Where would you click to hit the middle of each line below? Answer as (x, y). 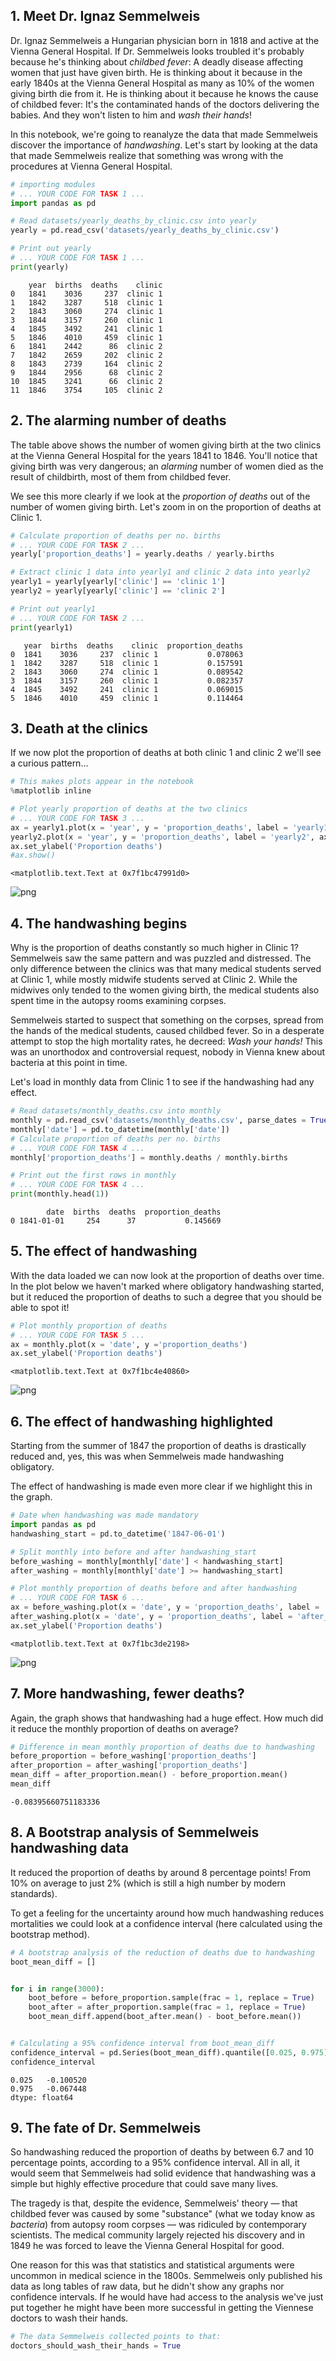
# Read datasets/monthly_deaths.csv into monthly (116, 1111)
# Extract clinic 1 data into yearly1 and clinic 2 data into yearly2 (160, 572)
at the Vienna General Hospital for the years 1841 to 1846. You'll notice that (164, 455)
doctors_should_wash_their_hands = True (96, 2346)
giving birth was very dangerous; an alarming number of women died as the (167, 466)
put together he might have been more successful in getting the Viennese (162, 2308)
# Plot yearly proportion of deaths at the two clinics (129, 809)
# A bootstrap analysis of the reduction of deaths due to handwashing (162, 1952)
